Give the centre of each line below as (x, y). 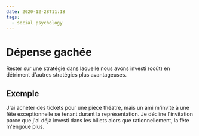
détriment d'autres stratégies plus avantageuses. (67, 75)
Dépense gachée (49, 52)
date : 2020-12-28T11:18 (36, 12)
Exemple (23, 94)
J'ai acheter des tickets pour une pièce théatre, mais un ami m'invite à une (98, 108)
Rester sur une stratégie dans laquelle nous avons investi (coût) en (88, 68)
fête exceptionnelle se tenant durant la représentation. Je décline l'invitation (99, 114)
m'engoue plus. (25, 127)
